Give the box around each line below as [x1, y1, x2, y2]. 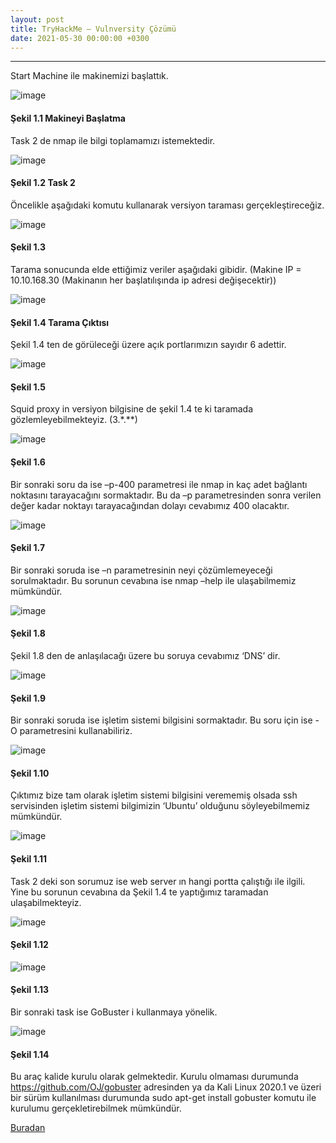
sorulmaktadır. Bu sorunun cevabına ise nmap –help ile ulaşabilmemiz [10, 574, 297, 586]
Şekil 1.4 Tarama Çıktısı [10, 316, 110, 328]
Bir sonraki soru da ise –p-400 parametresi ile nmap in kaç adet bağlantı [10, 478, 308, 490]
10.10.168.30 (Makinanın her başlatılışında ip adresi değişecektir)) [10, 274, 277, 286]
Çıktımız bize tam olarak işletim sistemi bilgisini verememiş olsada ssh [10, 789, 298, 801]
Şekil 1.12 [10, 939, 49, 951]
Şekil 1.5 [10, 381, 46, 393]
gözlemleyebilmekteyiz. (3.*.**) [10, 414, 138, 426]
